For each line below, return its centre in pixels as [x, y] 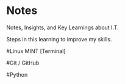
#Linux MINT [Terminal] [36, 51]
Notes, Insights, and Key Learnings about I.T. [62, 27]
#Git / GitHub [23, 63]
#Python [17, 74]
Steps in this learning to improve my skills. [59, 39]
